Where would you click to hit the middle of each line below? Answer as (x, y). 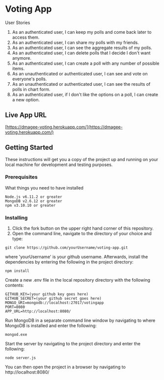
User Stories (18, 23)
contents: (15, 285)
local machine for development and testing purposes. (59, 165)
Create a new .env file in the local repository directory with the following (78, 280)
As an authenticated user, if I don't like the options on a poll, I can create (85, 95)
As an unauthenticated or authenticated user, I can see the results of (81, 84)
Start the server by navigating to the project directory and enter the (73, 344)
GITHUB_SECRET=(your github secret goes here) (53, 299)
